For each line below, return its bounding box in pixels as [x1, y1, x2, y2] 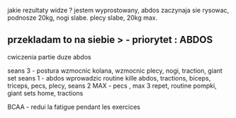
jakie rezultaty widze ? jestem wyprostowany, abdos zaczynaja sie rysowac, [7, 6, 230, 14]
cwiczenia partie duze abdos [7, 52, 91, 61]
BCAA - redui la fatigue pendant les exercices [7, 102, 140, 111]
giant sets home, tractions [7, 88, 84, 98]
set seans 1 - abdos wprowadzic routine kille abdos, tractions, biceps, [7, 73, 211, 82]
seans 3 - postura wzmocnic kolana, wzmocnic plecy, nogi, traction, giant [7, 66, 223, 75]
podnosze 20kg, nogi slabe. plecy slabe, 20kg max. [7, 13, 158, 22]
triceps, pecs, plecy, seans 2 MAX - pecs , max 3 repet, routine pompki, [7, 81, 218, 90]
